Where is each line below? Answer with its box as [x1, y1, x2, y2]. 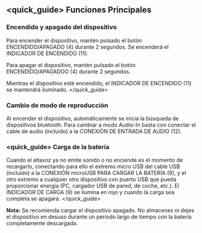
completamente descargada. [6, 220, 78, 227]
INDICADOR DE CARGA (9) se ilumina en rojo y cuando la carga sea [6, 189, 175, 196]
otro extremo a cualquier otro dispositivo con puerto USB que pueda [6, 176, 177, 183]
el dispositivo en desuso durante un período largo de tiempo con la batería [6, 213, 192, 220]
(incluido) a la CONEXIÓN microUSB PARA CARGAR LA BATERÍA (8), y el [6, 169, 186, 177]
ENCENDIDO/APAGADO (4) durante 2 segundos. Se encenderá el [6, 43, 169, 50]
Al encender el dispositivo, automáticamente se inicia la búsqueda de [6, 114, 179, 122]
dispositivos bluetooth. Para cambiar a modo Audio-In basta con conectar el [6, 121, 197, 128]
